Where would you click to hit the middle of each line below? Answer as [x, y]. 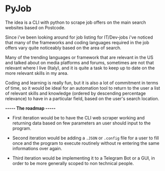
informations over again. [37, 148]
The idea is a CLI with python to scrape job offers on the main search [76, 22]
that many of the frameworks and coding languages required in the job [77, 42]
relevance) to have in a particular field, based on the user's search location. [82, 98]
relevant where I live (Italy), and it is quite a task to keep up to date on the [80, 68]
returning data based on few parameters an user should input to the [82, 123]
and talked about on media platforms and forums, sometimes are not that [80, 62]
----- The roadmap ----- [30, 108]
